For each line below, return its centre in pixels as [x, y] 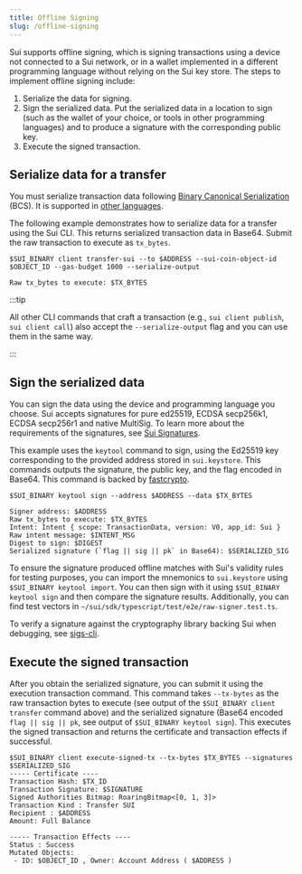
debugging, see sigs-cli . [54, 634]
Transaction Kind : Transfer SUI [72, 805]
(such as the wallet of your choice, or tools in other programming [143, 117]
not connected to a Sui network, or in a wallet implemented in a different [144, 61]
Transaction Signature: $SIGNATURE [76, 789]
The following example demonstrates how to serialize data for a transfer [143, 223]
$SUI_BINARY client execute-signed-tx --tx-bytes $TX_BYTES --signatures [151, 757]
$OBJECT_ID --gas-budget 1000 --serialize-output [105, 268]
